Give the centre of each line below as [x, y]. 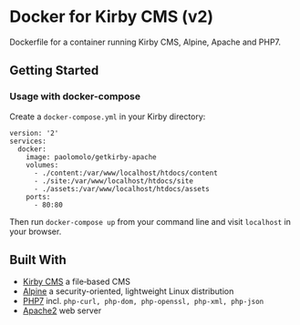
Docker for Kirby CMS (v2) [112, 17]
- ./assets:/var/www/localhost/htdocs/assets [121, 188]
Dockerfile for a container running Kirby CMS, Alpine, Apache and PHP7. [145, 42]
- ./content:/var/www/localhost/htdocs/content [126, 173]
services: [28, 141]
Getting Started [54, 71]
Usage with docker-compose [75, 96]
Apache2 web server [62, 310]
